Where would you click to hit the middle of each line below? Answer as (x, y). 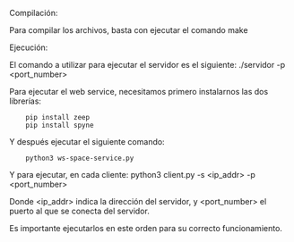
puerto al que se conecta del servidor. (79, 211)
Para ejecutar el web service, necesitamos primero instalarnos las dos (139, 92)
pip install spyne (60, 125)
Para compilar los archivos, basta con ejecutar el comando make (129, 30)
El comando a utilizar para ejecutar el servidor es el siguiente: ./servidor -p (147, 65)
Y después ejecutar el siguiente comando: (87, 142)
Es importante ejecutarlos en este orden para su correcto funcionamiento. (146, 228)
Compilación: (34, 13)
